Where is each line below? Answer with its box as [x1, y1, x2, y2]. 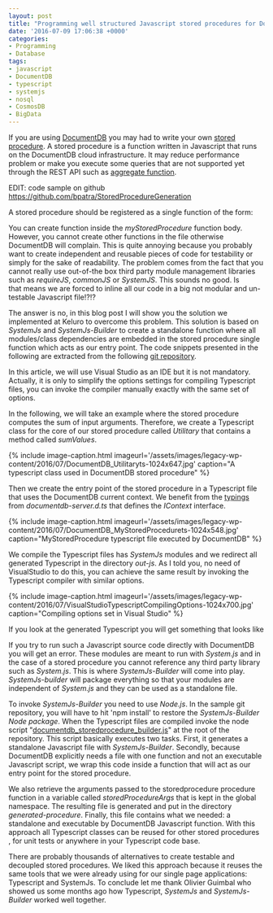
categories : [8, 34, 49, 43]
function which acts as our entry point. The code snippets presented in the [8, 343, 258, 352]
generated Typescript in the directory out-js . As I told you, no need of [8, 558, 241, 568]
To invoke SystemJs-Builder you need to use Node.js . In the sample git [8, 699, 245, 709]
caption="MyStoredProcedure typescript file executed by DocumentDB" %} [8, 534, 262, 544]
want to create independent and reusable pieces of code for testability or [8, 249, 253, 259]
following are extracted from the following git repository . [8, 352, 197, 360]
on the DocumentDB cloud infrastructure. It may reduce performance [8, 150, 240, 159]
